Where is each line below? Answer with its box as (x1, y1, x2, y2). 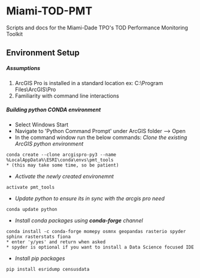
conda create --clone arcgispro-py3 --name (6, 152, 117, 158)
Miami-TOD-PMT (6, 4, 93, 18)
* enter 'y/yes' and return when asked (6, 239, 106, 245)
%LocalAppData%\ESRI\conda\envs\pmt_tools (6, 157, 114, 163)
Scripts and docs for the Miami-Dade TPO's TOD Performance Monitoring (6, 24, 189, 31)
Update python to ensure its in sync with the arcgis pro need (14, 195, 165, 202)
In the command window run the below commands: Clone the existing (14, 134, 187, 141)
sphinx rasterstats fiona (6, 234, 71, 240)
